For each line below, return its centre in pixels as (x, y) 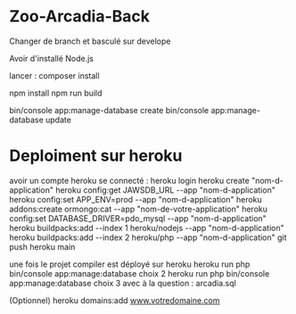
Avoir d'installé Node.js (51, 58)
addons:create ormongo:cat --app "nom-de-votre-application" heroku (138, 209)
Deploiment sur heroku (96, 156)
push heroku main (42, 246)
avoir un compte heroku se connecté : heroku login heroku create (129, 180)
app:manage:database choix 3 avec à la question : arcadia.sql (123, 283)
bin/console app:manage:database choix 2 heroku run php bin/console (140, 273)
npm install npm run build (56, 93)
